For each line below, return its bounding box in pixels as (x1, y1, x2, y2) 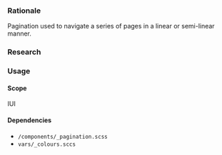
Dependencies (7, 116, 52, 124)
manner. (7, 29, 32, 38)
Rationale (7, 6, 41, 16)
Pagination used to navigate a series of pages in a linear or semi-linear (7, 22, 216, 31)
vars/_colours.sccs (17, 141, 76, 148)
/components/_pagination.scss (17, 133, 109, 140)
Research (7, 47, 41, 57)
